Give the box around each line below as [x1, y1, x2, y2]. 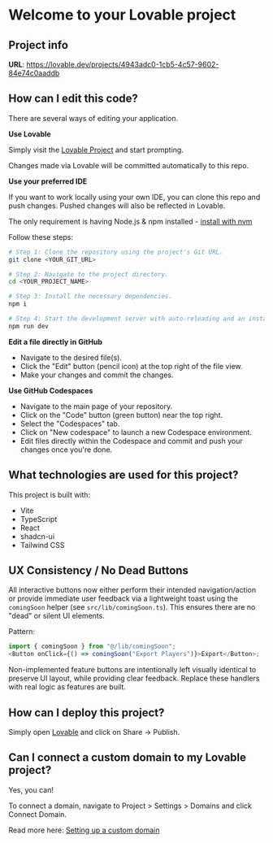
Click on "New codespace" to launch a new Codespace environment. [19, 427, 252, 437]
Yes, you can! [8, 784, 54, 794]
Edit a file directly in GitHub [8, 337, 103, 346]
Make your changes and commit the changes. [19, 370, 174, 380]
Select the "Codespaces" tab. [19, 419, 120, 428]
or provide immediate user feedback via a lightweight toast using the [8, 593, 238, 603]
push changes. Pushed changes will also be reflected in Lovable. [8, 201, 226, 211]
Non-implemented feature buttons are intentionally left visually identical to [8, 665, 257, 675]
